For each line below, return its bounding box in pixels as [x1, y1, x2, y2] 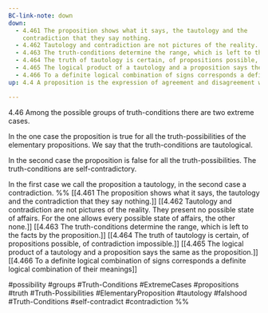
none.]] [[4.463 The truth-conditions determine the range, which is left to [8, 221, 249, 232]
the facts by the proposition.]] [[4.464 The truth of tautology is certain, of [8, 230, 250, 240]
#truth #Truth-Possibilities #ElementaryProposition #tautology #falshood [8, 288, 247, 298]
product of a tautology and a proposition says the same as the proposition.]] [8, 247, 258, 256]
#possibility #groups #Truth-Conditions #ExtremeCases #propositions [8, 279, 239, 289]
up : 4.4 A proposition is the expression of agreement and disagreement [8, 78, 255, 86]
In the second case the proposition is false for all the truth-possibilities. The [8, 155, 257, 164]
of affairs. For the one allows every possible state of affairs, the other [8, 213, 235, 223]
